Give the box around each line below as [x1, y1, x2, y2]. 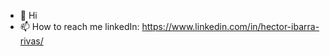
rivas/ [19, 35, 44, 47]
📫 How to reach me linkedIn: [19, 21, 140, 32]
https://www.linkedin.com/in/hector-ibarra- [141, 21, 320, 32]
